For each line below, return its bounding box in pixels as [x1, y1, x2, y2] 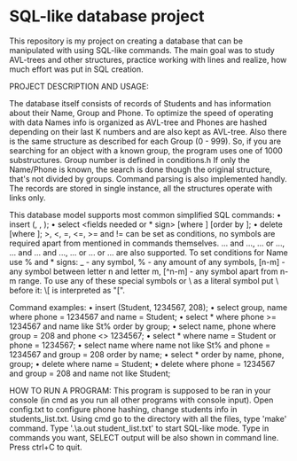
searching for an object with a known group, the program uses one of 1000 [9, 145, 284, 156]
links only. [9, 192, 46, 203]
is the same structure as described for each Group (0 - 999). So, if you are [9, 136, 282, 146]
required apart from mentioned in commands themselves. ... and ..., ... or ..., [9, 238, 285, 248]
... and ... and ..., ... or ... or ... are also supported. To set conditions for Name [9, 246, 288, 258]
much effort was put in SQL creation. [9, 64, 144, 74]
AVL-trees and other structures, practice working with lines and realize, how [9, 54, 287, 65]
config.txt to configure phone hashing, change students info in [9, 403, 238, 414]
